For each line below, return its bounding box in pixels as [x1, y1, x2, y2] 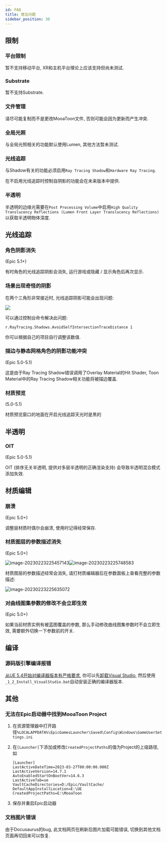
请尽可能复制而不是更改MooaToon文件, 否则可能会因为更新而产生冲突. [5, 115, 149, 121]
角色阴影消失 [5, 246, 36, 253]
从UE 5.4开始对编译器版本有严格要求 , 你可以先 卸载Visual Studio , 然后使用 [5, 672, 156, 678]
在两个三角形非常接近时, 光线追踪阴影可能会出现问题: [5, 295, 114, 301]
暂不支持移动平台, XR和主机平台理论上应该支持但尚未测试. [5, 65, 124, 71]
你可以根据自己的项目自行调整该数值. [5, 334, 81, 340]
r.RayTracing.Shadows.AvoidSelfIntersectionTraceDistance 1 [5, 325, 133, 330]
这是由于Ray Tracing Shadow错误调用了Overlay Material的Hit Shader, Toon [5, 370, 159, 376]
